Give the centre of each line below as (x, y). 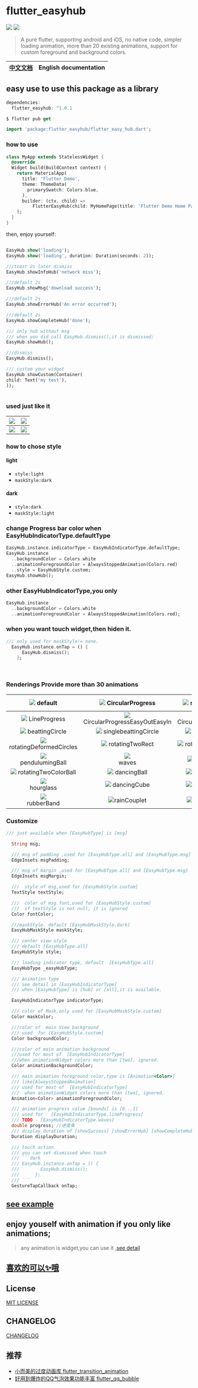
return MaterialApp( (42, 173)
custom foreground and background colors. (73, 52)
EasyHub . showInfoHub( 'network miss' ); (54, 272)
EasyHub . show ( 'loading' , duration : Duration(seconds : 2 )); (80, 256)
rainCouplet (130, 800)
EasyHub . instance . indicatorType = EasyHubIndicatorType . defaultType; (93, 548)
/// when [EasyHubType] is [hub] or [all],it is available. (87, 990)
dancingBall (131, 772)
